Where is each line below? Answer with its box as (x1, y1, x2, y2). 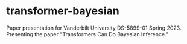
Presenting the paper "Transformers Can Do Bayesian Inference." (6, 30, 169, 37)
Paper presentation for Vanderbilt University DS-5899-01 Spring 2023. (6, 24, 182, 31)
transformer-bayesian (6, 4, 119, 18)
